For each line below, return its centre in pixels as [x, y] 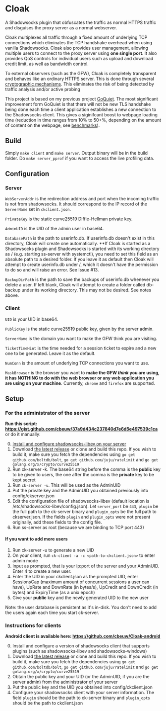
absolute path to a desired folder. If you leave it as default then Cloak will [79, 260]
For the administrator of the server [48, 413]
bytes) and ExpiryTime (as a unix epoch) [54, 592]
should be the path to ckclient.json [48, 703]
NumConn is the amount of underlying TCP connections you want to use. [77, 363]
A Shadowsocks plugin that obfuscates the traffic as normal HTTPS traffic [81, 22]
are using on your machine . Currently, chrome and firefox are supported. [80, 383]
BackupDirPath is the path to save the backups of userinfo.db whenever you [82, 279]
